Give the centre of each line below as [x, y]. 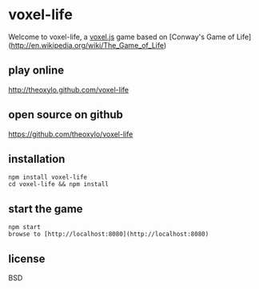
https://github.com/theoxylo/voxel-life [71, 134]
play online [36, 71]
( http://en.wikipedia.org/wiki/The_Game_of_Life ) [88, 45]
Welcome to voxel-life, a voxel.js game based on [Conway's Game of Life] [130, 37]
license [27, 258]
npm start [25, 228]
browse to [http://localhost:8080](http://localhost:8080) [109, 234]
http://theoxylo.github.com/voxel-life [69, 89]
